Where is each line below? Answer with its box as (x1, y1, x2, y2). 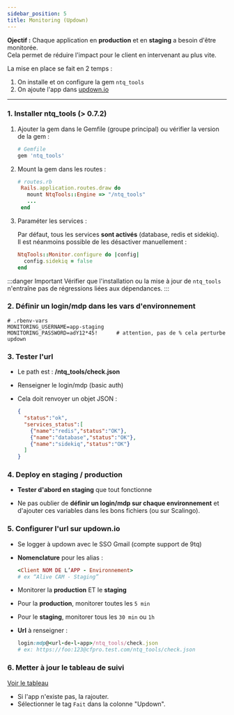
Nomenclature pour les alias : (17, 553, 103, 562)
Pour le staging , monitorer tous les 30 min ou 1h (17, 613, 155, 621)
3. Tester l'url (7, 351, 54, 361)
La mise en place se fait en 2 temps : (7, 64, 113, 72)
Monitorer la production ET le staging (17, 586, 127, 594)
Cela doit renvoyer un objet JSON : (17, 394, 117, 403)
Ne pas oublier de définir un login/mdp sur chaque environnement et (17, 499, 219, 507)
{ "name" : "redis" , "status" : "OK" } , (30, 427, 127, 434)
